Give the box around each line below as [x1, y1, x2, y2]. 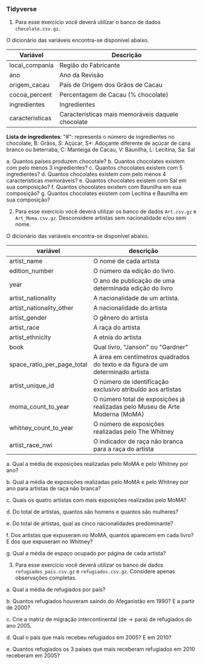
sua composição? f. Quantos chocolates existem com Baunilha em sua [6, 184, 182, 191]
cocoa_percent [9, 91, 53, 99]
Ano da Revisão [59, 71, 104, 80]
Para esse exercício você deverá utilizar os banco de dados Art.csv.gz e [14, 208, 197, 215]
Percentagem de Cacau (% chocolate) [59, 91, 169, 99]
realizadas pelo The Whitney [93, 427, 174, 436]
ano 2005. [6, 622, 32, 630]
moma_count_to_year [9, 403, 69, 411]
